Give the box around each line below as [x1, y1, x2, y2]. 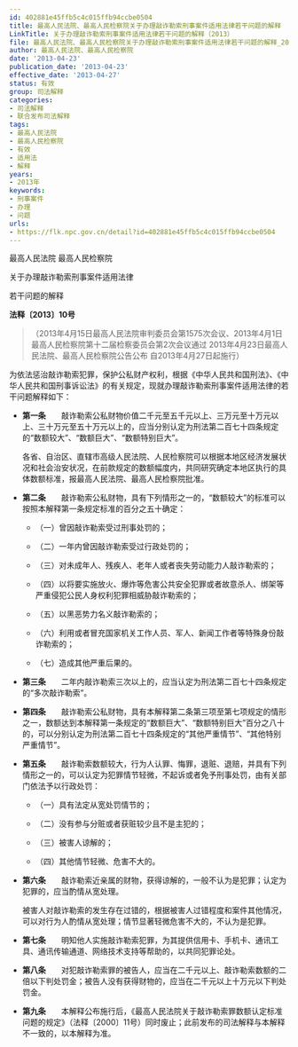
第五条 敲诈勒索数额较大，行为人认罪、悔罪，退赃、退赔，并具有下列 [21, 759, 286, 769]
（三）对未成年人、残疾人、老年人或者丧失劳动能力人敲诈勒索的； [35, 560, 277, 571]
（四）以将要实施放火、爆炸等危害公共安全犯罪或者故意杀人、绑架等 [35, 579, 285, 590]
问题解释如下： [16, 391, 72, 402]
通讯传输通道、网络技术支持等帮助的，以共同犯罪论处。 [37, 946, 240, 956]
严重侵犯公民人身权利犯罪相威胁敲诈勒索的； [35, 590, 200, 601]
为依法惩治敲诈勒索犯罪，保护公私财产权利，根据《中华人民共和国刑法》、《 [9, 369, 281, 380]
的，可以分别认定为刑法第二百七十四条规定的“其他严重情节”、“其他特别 [21, 728, 282, 739]
